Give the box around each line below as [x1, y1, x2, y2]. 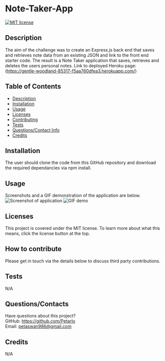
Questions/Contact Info [12, 127, 60, 133]
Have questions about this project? [5, 313, 76, 319]
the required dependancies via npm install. [5, 165, 92, 171]
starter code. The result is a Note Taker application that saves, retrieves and [5, 57, 159, 63]
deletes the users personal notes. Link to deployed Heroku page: [5, 62, 136, 68]
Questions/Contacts [5, 300, 69, 309]
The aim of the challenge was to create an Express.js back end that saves [5, 47, 155, 52]
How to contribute [5, 245, 62, 253]
